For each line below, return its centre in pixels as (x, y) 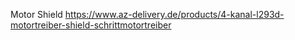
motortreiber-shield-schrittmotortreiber (91, 25)
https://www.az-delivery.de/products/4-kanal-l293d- (174, 14)
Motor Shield (36, 14)
